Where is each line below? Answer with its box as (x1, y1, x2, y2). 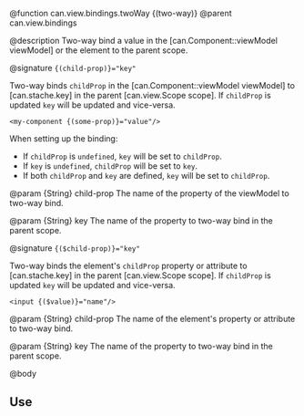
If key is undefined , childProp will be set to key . (22, 161, 198, 172)
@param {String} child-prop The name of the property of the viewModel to (9, 188, 289, 199)
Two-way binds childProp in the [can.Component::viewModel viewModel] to (9, 80, 296, 90)
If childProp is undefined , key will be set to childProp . (22, 151, 223, 161)
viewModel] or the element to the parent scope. (9, 45, 188, 56)
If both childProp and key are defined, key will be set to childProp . (22, 171, 270, 181)
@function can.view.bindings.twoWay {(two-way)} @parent (9, 8, 232, 18)
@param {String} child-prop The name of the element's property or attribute (9, 314, 296, 324)
